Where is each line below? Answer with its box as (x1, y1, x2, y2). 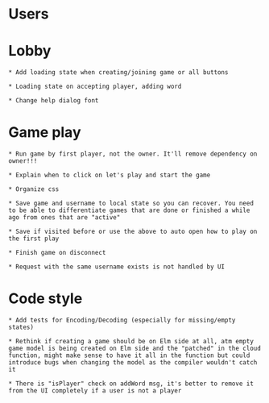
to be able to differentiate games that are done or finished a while (8, 206, 250, 214)
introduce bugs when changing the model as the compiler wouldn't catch (8, 359, 258, 367)
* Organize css (8, 185, 60, 193)
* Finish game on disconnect (8, 249, 106, 257)
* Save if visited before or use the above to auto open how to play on (8, 227, 258, 236)
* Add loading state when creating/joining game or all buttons (8, 69, 229, 77)
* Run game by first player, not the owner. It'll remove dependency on (8, 150, 258, 158)
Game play (8, 123, 82, 142)
